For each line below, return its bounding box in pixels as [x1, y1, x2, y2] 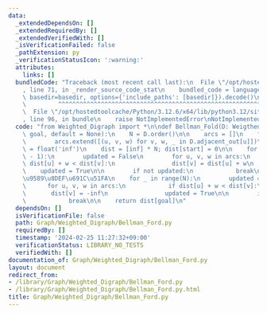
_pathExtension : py [15, 49, 80, 57]
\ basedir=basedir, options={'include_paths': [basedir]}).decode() [22, 93, 254, 101]
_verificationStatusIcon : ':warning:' [15, 57, 145, 65]
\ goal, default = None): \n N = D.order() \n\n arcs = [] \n [22, 130, 244, 138]
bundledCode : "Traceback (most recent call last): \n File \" [15, 78, 226, 86]
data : [8, 11, 26, 20]
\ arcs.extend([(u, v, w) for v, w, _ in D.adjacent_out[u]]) [22, 137, 258, 146]
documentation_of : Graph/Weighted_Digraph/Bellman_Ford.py [8, 256, 208, 264]
